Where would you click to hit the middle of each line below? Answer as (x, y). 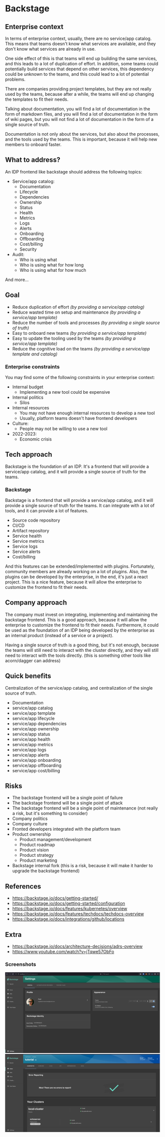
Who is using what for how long (52, 265)
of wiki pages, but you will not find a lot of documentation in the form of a (79, 119)
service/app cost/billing (36, 770)
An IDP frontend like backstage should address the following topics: (74, 172)
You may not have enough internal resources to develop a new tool (87, 413)
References (23, 886)
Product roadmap (37, 845)
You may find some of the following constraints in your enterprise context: (80, 377)
